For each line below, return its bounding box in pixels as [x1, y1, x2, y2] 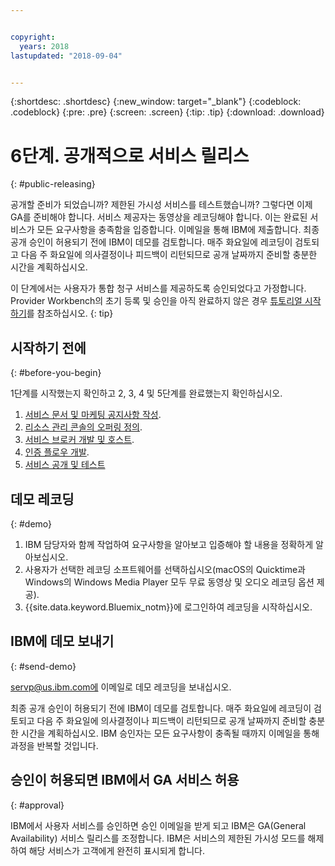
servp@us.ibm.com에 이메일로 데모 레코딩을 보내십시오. [10, 681, 232, 693]
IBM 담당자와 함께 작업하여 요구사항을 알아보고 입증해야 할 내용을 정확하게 [24, 538, 314, 550]
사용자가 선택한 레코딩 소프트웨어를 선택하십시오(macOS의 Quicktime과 [24, 563, 306, 575]
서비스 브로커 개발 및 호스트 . [24, 434, 135, 446]
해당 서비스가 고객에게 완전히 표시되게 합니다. [28, 844, 206, 856]
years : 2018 [19, 41, 70, 51]
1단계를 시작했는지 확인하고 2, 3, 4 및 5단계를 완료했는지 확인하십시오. [10, 387, 283, 400]
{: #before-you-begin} [10, 367, 102, 379]
